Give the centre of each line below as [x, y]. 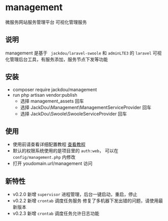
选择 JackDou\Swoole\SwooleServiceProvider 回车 [74, 114]
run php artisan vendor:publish [45, 95]
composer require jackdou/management [55, 89]
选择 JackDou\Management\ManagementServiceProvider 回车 [86, 107]
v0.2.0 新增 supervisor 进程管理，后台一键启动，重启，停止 [75, 195]
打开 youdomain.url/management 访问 [52, 163]
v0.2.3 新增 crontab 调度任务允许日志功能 [56, 213]
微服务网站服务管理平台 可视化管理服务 [46, 22]
